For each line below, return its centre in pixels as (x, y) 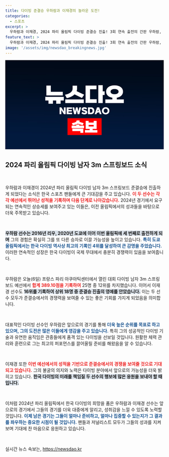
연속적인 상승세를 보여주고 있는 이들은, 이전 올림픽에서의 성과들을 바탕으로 (87, 207)
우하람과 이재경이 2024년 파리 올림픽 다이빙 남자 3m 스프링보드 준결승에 (76, 188)
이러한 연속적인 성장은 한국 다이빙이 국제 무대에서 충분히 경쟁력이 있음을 (76, 252)
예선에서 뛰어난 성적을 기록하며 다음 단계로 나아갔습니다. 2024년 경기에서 (82, 200)
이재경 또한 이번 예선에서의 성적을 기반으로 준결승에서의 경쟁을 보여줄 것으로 (79, 364)
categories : (18, 16)
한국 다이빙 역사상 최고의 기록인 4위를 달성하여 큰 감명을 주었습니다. (96, 246)
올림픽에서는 (18, 246)
